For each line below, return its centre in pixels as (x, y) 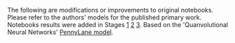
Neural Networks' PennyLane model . (60, 32)
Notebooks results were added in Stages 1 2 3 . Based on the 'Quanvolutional (118, 25)
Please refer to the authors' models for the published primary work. (105, 17)
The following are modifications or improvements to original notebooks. (110, 10)
